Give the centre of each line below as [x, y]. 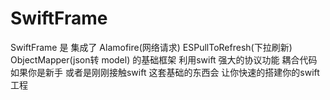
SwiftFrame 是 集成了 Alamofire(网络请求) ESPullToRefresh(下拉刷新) [151, 47]
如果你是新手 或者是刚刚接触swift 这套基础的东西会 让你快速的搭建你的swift [165, 72]
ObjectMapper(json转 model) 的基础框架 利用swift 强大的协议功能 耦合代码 [164, 59]
